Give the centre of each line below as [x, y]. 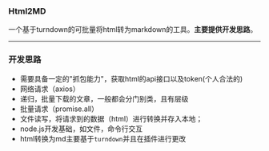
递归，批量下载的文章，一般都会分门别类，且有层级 [104, 98]
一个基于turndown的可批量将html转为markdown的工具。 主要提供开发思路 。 [133, 30]
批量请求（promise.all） [59, 109]
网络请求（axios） [50, 89]
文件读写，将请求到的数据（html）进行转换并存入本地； [111, 118]
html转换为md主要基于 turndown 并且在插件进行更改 [103, 138]
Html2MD [27, 11]
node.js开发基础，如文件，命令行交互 [81, 129]
